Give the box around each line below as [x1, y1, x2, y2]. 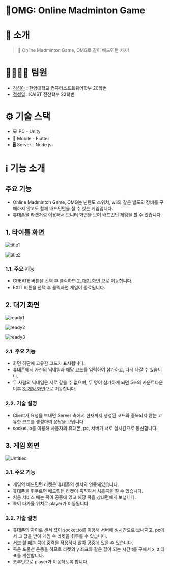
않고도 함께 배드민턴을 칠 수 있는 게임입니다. [26, 206, 114, 211]
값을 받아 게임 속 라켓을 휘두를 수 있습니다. [23, 533, 108, 539]
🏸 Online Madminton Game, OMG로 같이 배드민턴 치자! [17, 47, 130, 53]
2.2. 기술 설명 [5, 400, 37, 407]
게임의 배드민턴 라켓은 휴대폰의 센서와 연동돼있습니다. [12, 481, 119, 488]
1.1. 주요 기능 [5, 265, 35, 272]
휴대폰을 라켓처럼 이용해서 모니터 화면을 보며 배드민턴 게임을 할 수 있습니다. [12, 212, 162, 218]
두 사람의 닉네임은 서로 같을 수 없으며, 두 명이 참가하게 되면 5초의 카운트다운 [12, 379, 163, 386]
